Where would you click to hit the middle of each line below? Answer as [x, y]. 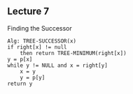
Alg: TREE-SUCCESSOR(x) [42, 41]
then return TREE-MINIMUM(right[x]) [73, 53]
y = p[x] [20, 59]
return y [20, 84]
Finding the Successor [40, 28]
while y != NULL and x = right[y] [58, 65]
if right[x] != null [37, 47]
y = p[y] [33, 77]
